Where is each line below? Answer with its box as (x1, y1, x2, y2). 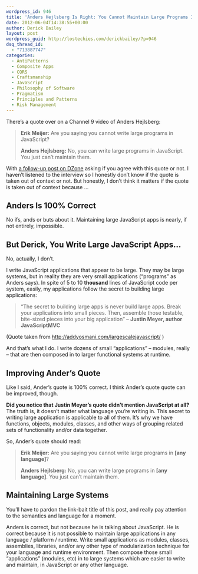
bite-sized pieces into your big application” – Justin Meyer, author (20, 316, 183, 323)
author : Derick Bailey (6, 25, 62, 31)
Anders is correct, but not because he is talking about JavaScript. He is (6, 523, 179, 530)
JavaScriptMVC (20, 322, 61, 329)
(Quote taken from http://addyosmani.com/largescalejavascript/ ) (6, 334, 164, 341)
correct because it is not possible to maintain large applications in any (6, 530, 176, 537)
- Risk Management (11, 101, 57, 108)
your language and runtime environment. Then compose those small (6, 549, 172, 556)
